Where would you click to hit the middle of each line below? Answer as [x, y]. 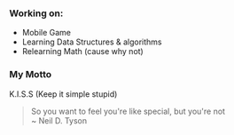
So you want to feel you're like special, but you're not [128, 111]
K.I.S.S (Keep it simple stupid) [63, 94]
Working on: [36, 13]
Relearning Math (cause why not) [82, 52]
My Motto [31, 75]
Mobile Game [47, 33]
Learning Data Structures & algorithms [92, 42]
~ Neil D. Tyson [58, 120]
